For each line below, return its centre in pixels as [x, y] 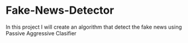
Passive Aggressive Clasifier [41, 33]
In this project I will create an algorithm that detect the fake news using [94, 27]
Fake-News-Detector [60, 10]
